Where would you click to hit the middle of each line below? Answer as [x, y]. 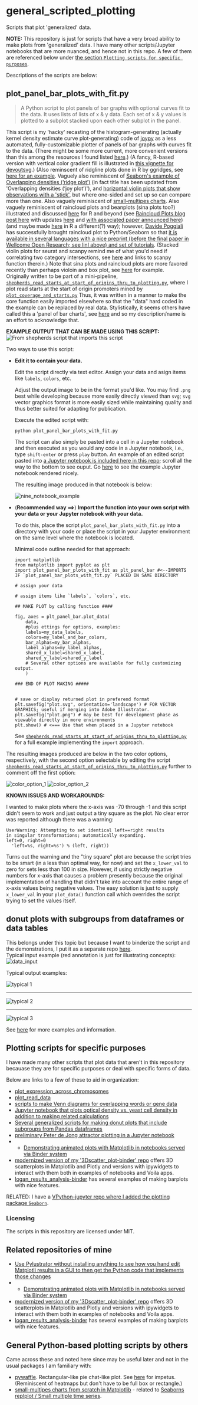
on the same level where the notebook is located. [74, 538]
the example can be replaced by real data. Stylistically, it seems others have [98, 307]
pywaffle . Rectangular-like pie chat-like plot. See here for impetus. [95, 1377]
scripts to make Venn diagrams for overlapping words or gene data [96, 1104]
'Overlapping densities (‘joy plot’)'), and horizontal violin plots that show [93, 188]
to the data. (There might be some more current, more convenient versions [97, 150]
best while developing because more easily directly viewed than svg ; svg [103, 396]
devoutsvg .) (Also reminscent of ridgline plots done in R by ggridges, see [95, 169]
